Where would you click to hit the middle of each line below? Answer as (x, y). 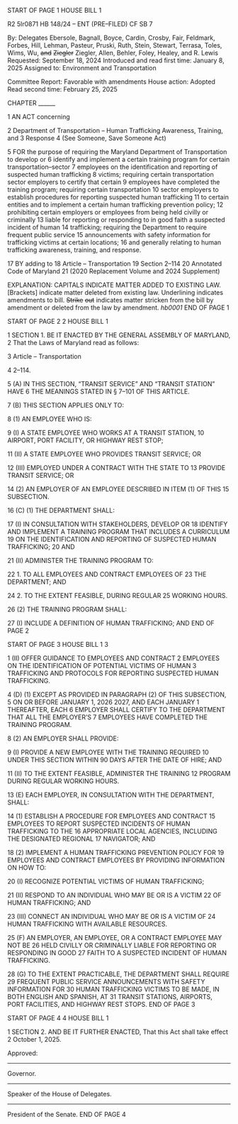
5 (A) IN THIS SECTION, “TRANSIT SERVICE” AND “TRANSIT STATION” (111, 384)
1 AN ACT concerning (39, 117)
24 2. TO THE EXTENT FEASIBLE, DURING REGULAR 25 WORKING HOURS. (118, 595)
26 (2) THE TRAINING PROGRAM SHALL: (67, 609)
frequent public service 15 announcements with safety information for (109, 235)
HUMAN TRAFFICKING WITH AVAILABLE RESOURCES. (87, 924)
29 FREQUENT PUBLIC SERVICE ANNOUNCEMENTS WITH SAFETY (106, 982)
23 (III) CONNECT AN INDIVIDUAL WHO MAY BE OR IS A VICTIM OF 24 (112, 916)
